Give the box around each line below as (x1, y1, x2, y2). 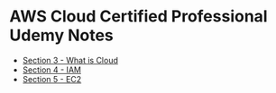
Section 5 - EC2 (22, 73, 82, 84)
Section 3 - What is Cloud (22, 55, 119, 65)
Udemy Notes (9, 25, 115, 46)
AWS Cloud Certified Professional (9, 6, 268, 27)
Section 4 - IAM (22, 64, 81, 75)
